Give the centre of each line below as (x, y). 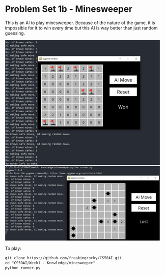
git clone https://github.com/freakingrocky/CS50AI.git (63, 258)
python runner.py (23, 268)
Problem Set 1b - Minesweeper (69, 9)
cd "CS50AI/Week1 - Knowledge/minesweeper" (50, 263)
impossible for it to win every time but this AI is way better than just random (82, 28)
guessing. (15, 33)
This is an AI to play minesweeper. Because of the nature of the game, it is (80, 23)
